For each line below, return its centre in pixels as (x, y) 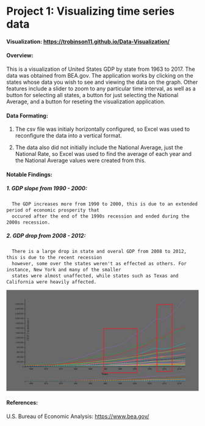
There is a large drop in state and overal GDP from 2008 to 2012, (99, 251)
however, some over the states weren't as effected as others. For (99, 263)
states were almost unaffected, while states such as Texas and (95, 276)
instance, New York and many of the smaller (64, 270)
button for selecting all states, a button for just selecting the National (92, 95)
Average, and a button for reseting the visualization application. (86, 101)
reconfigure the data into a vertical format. (68, 136)
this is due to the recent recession (54, 257)
